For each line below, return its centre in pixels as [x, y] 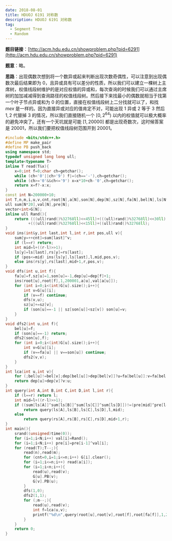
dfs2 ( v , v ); [35, 357]
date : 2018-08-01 [24, 10]
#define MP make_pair [28, 142]
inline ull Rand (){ [26, 214]
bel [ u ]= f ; [25, 329]
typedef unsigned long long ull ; [41, 157]
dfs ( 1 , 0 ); [34, 491]
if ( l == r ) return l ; [36, 395]
